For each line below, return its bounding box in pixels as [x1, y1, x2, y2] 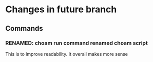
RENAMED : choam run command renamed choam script [5, 39, 148, 47]
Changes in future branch [5, 4, 117, 15]
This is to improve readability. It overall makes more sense [5, 51, 128, 57]
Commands [5, 24, 44, 33]
